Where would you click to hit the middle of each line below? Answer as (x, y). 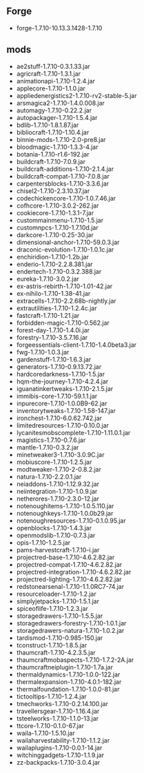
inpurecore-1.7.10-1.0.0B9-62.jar (62, 403)
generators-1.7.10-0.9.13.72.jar (59, 367)
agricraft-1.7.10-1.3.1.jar (48, 73)
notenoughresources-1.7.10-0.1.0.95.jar (71, 521)
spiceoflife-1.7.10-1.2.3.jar (52, 608)
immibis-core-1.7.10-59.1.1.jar (57, 396)
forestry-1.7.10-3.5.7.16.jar (52, 337)
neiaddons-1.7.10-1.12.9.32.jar (58, 484)
